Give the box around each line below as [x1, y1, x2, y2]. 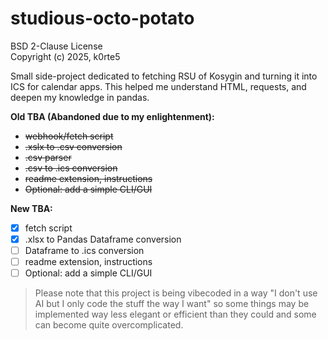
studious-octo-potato [10, 7, 195, 30]
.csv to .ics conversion [24, 162, 118, 174]
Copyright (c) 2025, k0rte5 [10, 50, 121, 62]
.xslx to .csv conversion [24, 140, 123, 152]
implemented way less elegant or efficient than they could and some [34, 308, 317, 321]
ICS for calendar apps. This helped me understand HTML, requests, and [10, 80, 307, 92]
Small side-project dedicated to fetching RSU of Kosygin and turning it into [10, 70, 318, 82]
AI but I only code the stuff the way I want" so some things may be [34, 298, 310, 310]
